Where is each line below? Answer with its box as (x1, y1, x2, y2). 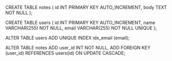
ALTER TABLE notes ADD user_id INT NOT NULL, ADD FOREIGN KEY (5, 45, 150, 50)
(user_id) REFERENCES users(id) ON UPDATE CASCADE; (5, 50, 126, 56)
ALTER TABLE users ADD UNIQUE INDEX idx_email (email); (5, 35, 130, 41)
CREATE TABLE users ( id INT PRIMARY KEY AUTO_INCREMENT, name (5, 20, 156, 25)
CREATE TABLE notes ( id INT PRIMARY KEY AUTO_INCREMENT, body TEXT (5, 5, 167, 10)
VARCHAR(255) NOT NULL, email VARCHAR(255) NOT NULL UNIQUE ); (5, 25, 157, 31)
